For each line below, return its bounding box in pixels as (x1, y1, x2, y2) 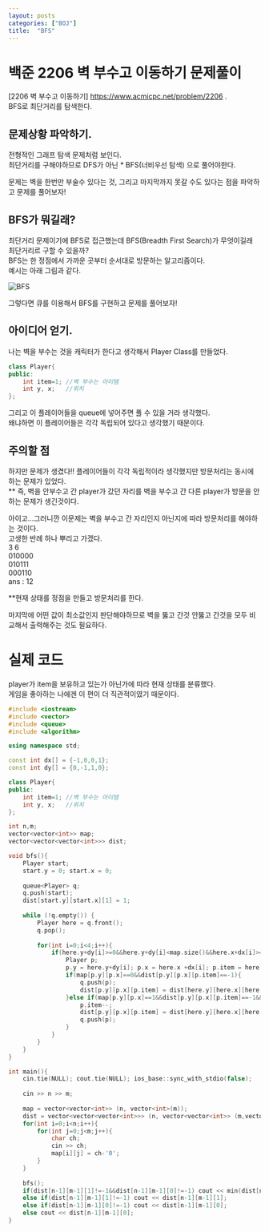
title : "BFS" (8, 26, 56, 34)
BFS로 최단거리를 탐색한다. (8, 102, 93, 111)
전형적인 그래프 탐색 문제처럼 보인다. (8, 150, 122, 160)
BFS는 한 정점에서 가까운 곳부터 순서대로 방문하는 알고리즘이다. (8, 256, 206, 265)
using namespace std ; (8, 742, 81, 750)
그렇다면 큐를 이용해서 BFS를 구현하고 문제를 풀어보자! (8, 298, 178, 308)
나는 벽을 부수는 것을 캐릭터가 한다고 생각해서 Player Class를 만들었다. (8, 346, 228, 356)
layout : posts (8, 11, 56, 20)
